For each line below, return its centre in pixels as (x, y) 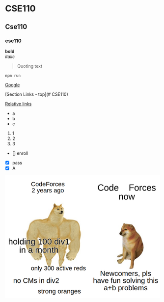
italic (10, 56)
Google (13, 84)
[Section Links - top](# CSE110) (37, 94)
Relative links (18, 104)
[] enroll (20, 153)
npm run (13, 76)
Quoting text (30, 66)
